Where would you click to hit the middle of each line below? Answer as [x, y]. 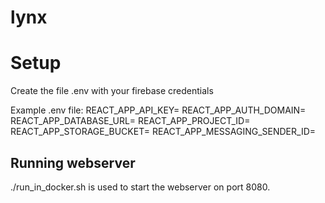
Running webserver [73, 162]
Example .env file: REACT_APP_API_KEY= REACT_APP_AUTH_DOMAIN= [158, 110]
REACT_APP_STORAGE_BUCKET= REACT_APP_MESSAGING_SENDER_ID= [163, 132]
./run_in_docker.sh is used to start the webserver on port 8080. [140, 187]
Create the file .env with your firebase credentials [112, 91]
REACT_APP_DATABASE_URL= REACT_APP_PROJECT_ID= [130, 121]
